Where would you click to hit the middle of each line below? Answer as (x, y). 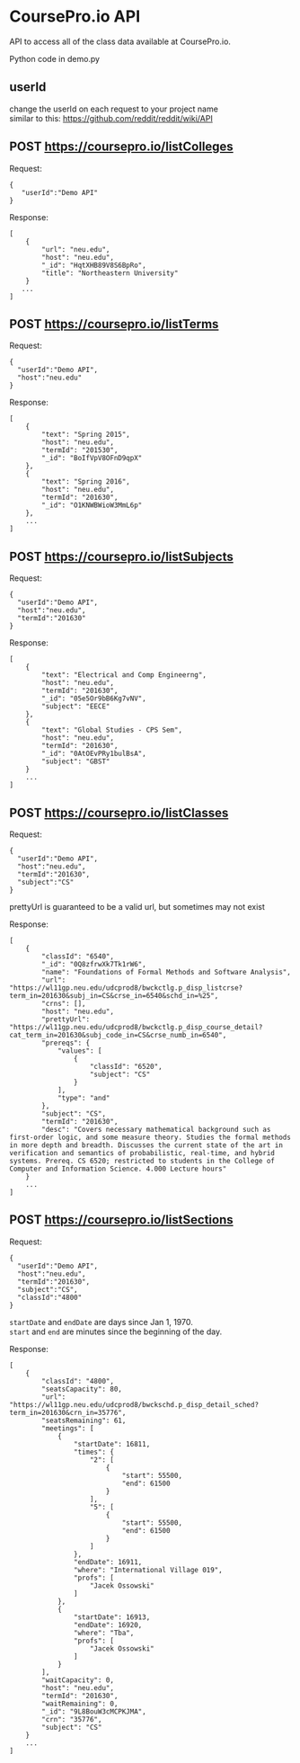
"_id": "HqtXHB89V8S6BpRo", (94, 265)
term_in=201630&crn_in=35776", (68, 1412)
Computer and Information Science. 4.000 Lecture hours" (118, 1169)
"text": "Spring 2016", (86, 482)
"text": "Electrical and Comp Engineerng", (124, 675)
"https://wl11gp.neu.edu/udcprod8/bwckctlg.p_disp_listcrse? (126, 988)
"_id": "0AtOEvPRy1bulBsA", (94, 754)
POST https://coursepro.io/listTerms (114, 324)
